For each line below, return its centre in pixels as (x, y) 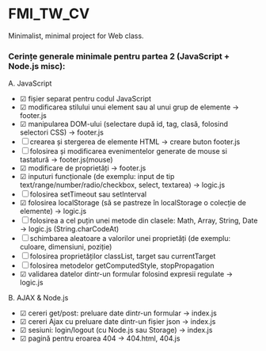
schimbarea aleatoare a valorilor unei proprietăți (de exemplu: (130, 238)
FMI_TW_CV (49, 14)
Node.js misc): (37, 66)
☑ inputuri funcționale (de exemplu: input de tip (97, 177)
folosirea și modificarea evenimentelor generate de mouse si (129, 151)
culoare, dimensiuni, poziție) (66, 247)
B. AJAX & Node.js (38, 298)
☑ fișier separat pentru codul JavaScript (85, 99)
